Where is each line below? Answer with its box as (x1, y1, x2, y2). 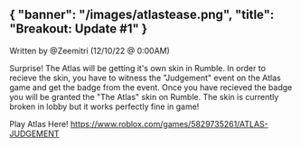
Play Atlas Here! (9, 118, 70, 129)
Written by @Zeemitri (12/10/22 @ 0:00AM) (9, 45, 170, 56)
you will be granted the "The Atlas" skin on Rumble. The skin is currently (9, 91, 279, 102)
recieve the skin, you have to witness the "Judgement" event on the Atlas (9, 72, 282, 83)
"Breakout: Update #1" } (9, 22, 147, 37)
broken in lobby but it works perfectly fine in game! (9, 101, 200, 112)
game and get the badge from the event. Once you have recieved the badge (9, 81, 293, 93)
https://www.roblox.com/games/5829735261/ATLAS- (71, 118, 268, 129)
